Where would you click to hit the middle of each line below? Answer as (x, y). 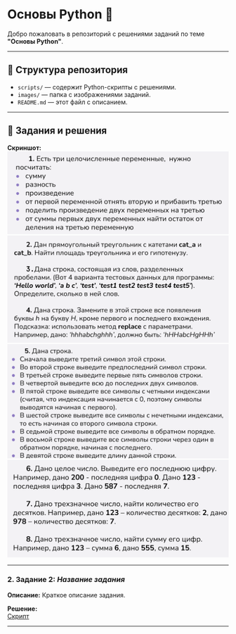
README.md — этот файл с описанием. (72, 102)
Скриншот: (25, 148)
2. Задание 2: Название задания (66, 580)
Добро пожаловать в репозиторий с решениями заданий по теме (106, 34)
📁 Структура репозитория (68, 70)
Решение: (22, 609)
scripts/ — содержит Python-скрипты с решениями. (97, 87)
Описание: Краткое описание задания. (66, 595)
